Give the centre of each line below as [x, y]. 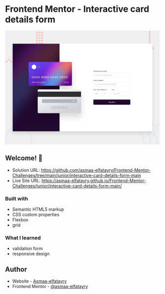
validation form [27, 249]
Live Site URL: [26, 181]
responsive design [31, 254]
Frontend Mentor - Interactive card [77, 9]
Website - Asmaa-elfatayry [40, 281]
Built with [17, 198]
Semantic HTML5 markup [38, 209]
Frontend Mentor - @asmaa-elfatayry [50, 287]
